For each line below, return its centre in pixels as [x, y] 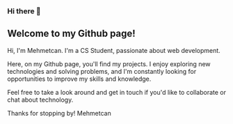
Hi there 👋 [24, 11]
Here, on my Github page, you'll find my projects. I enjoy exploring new [109, 64]
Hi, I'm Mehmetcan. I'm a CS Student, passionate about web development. [114, 50]
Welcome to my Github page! [71, 34]
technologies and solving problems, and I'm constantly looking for [102, 71]
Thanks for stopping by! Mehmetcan [59, 113]
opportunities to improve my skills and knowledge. [79, 79]
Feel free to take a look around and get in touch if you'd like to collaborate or [117, 92]
